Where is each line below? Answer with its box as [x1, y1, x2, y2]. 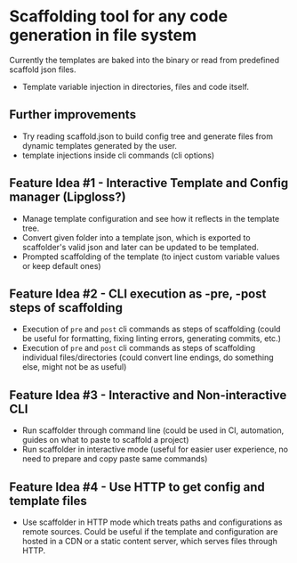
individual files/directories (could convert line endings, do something [21, 352, 274, 363]
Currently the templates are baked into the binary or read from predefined [9, 54, 280, 65]
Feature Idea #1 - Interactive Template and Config [9, 175, 289, 191]
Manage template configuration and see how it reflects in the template [21, 213, 280, 224]
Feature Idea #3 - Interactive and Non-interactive [9, 388, 287, 403]
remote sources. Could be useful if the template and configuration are [21, 526, 278, 536]
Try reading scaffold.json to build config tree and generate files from [21, 131, 274, 142]
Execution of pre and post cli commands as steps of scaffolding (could [21, 323, 281, 335]
